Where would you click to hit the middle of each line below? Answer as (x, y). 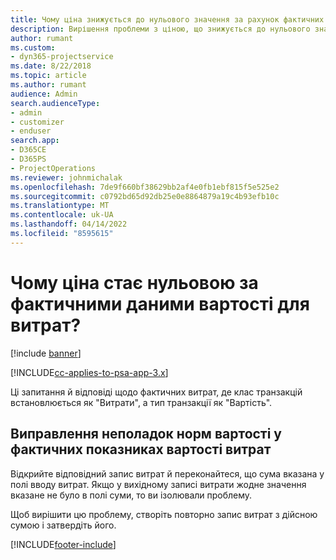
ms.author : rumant (48, 85)
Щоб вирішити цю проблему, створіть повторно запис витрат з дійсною (164, 514)
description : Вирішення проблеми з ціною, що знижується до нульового (160, 29)
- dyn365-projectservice (62, 57)
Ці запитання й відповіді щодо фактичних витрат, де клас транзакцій (156, 392)
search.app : (35, 141)
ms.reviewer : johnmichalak (66, 177)
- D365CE (28, 150)
